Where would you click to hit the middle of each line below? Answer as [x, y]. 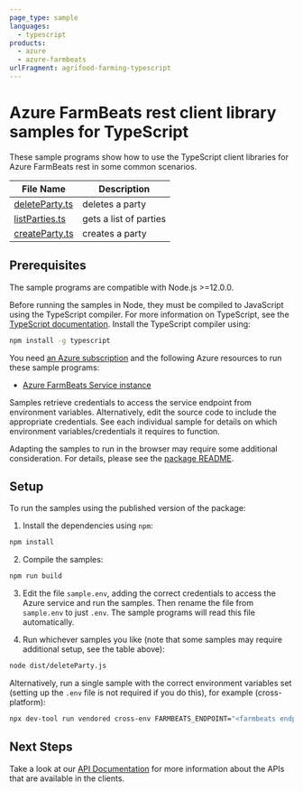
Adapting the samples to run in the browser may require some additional [143, 449]
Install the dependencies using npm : [87, 526]
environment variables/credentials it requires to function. [115, 431]
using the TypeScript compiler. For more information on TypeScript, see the [150, 314]
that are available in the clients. [67, 778]
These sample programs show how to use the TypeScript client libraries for [149, 157]
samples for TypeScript [99, 132]
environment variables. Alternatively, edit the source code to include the [143, 412]
